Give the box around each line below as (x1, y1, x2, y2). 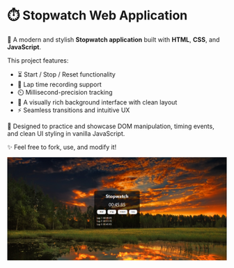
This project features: (7, 56, 69, 65)
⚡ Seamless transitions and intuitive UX (17, 106, 130, 114)
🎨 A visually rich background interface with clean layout (17, 97, 178, 107)
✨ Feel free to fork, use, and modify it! (7, 143, 117, 151)
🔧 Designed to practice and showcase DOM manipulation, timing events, (7, 122, 214, 130)
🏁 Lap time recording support (17, 80, 102, 88)
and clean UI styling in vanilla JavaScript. (7, 129, 125, 138)
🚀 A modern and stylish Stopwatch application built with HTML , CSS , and (7, 35, 220, 44)
